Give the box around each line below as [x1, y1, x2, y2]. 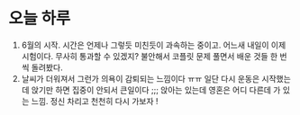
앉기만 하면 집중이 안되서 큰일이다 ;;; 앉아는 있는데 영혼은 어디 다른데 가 [31, 84, 281, 95]
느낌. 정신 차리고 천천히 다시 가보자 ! [31, 95, 159, 106]
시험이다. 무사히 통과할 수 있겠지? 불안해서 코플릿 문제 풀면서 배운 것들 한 [21, 50, 278, 61]
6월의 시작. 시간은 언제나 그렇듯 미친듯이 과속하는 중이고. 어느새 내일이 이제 [21, 40, 286, 50]
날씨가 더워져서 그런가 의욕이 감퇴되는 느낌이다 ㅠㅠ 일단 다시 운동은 [21, 73, 260, 84]
